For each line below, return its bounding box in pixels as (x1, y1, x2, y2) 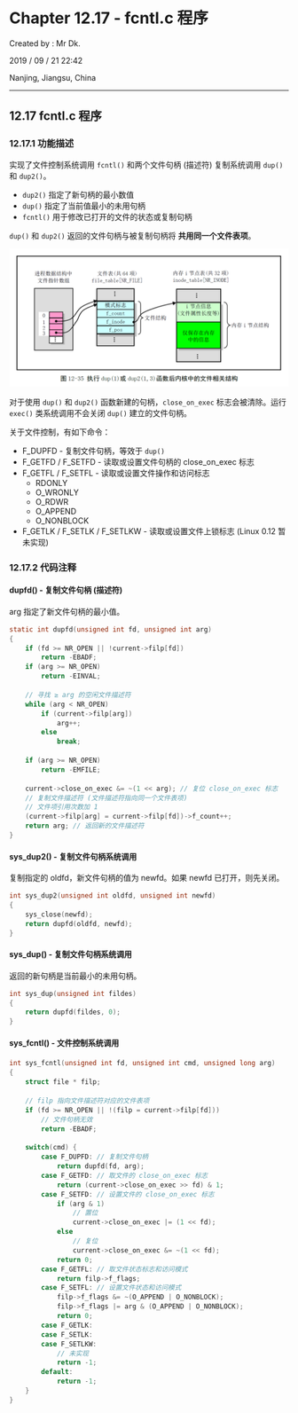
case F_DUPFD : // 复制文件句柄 (41, 1152, 149, 1162)
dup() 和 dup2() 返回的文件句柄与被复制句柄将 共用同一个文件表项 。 (9, 230, 256, 240)
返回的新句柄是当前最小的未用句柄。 (9, 970, 142, 981)
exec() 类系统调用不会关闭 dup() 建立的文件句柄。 (9, 407, 192, 418)
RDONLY (35, 477, 68, 488)
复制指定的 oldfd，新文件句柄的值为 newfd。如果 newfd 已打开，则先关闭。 (9, 873, 285, 883)
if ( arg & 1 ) (56, 1199, 105, 1208)
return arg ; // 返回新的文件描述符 (25, 821, 145, 830)
